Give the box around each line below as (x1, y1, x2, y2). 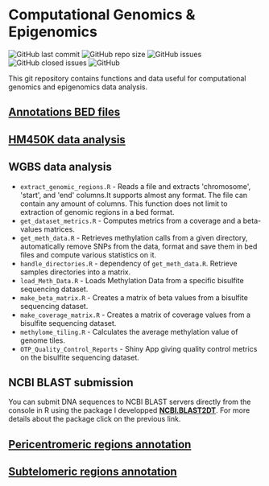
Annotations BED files (8, 105, 121, 119)
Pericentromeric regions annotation (8, 437, 192, 451)
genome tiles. (19, 336, 66, 345)
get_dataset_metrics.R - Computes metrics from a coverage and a (19, 216, 242, 225)
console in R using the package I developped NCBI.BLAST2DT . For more (8, 406, 250, 415)
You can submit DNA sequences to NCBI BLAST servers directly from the (8, 397, 251, 407)
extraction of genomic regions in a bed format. (19, 207, 175, 216)
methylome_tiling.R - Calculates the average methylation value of (19, 327, 238, 336)
